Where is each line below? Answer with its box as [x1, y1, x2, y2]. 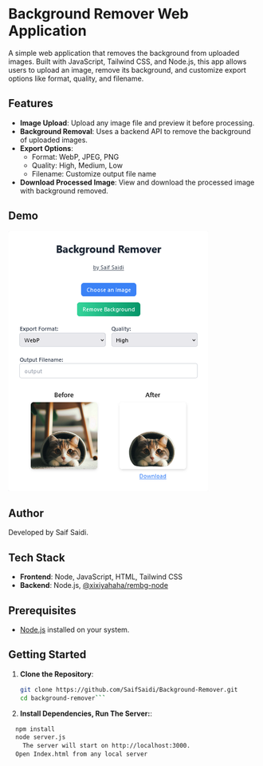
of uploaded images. [19, 135, 88, 145]
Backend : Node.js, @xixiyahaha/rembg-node [19, 581, 169, 590]
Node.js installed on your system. [19, 625, 130, 634]
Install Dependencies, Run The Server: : [19, 708, 153, 718]
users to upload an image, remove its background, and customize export [8, 65, 247, 74]
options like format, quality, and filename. [8, 73, 144, 83]
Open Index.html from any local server [15, 750, 148, 759]
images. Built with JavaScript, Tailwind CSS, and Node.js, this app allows [8, 57, 247, 66]
